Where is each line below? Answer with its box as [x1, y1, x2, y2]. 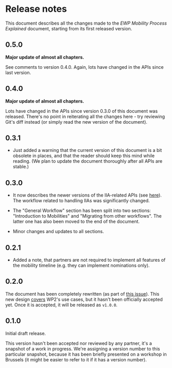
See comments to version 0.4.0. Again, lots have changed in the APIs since [5, 64, 164, 70]
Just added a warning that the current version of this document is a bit [12, 147, 162, 153]
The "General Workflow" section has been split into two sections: [12, 207, 151, 214]
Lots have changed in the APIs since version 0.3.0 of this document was [5, 108, 158, 114]
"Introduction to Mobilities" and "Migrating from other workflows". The [12, 213, 162, 219]
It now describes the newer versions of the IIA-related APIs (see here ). [12, 192, 162, 198]
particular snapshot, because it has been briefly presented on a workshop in [5, 351, 167, 357]
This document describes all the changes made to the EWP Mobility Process [5, 20, 167, 26]
